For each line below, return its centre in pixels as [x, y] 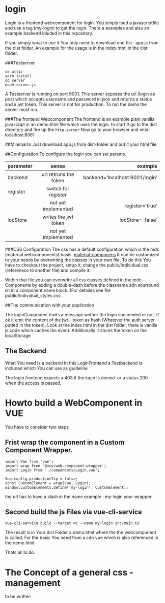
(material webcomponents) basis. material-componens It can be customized [82, 254]
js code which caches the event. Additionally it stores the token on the [76, 330]
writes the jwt [58, 217]
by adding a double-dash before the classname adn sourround [96, 285]
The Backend [26, 351]
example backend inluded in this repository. [49, 33]
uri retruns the [58, 174]
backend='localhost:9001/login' [120, 177]
